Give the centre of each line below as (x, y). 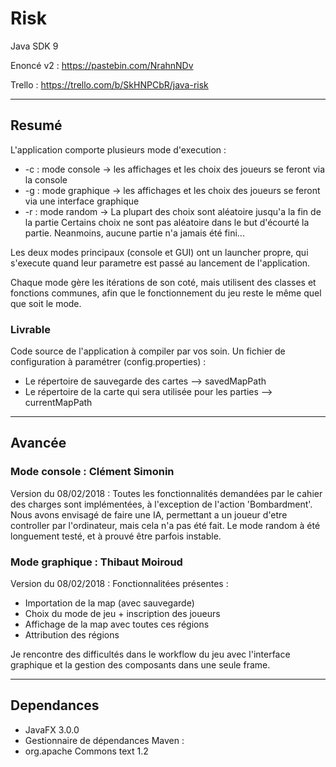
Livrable (30, 329)
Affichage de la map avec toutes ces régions (117, 624)
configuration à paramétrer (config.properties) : (108, 362)
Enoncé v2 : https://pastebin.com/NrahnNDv (102, 65)
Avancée (38, 443)
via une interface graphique (82, 201)
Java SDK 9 (34, 46)
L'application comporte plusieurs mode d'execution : (118, 149)
